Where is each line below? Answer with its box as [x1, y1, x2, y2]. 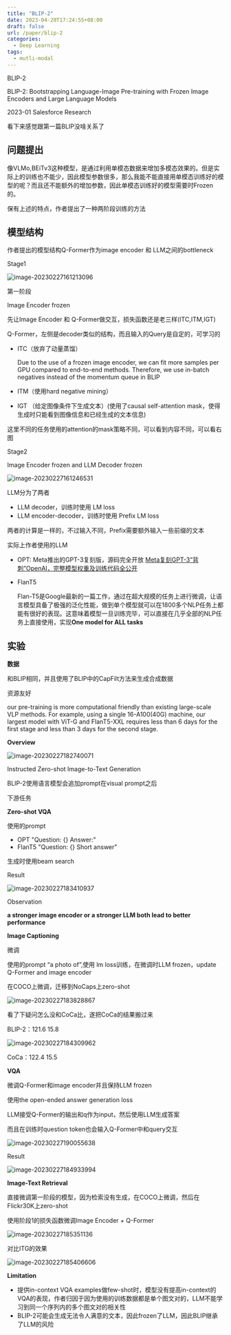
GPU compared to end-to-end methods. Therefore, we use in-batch [16, 366, 210, 374]
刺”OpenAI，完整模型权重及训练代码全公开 [16, 564, 138, 573]
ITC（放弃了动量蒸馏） [16, 345, 82, 353]
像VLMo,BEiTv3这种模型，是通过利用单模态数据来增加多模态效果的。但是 [7, 163, 214, 172]
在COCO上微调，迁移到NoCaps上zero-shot [7, 983, 131, 991]
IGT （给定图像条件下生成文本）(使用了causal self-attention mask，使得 [16, 402, 221, 410]
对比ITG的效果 [7, 1245, 47, 1253]
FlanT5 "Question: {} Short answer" [16, 843, 118, 851]
